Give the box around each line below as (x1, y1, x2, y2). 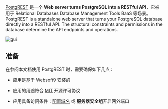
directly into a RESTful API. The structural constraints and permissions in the (5, 21, 163, 27)
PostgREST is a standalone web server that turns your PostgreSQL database (5, 16, 163, 22)
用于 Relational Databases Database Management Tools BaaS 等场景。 (5, 10, 151, 16)
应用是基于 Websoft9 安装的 (12, 77, 71, 83)
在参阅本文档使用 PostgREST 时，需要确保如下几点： (5, 66, 114, 72)
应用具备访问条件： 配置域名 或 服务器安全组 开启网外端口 (12, 98, 129, 104)
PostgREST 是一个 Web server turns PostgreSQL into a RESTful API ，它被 (5, 4, 160, 10)
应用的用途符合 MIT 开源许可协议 (12, 87, 81, 93)
